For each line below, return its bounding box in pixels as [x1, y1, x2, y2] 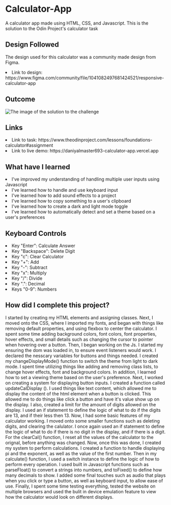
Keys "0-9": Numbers [12, 286, 57, 292]
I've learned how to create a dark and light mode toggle [12, 203, 128, 210]
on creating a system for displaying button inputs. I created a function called [5, 380, 165, 386]
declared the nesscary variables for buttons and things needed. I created [5, 353, 159, 359]
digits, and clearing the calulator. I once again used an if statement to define [5, 423, 165, 429]
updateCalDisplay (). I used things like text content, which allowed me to [5, 385, 157, 391]
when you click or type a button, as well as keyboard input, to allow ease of [5, 477, 163, 484]
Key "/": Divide [12, 275, 43, 281]
